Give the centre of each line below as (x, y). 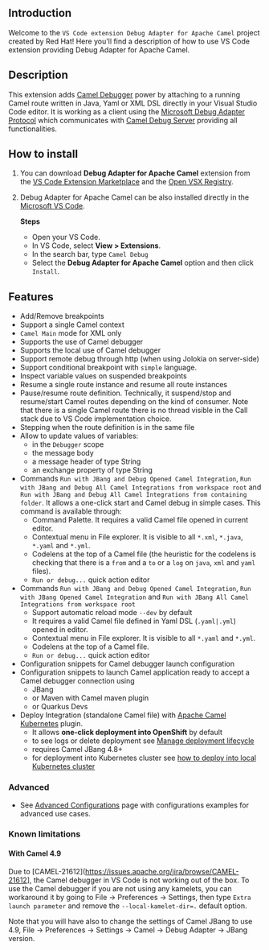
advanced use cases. (55, 813)
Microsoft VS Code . (53, 206)
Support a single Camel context (72, 324)
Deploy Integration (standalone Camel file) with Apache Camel (123, 715)
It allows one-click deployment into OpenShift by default (127, 733)
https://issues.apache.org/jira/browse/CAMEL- (162, 871)
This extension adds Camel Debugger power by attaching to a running (124, 94)
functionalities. (33, 129)
